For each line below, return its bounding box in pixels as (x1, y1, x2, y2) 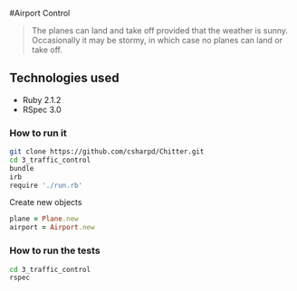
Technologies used (9, 70, 120, 86)
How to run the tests (9, 244, 101, 257)
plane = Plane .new (9, 214, 79, 224)
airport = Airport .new (9, 223, 95, 232)
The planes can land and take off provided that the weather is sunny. (31, 25, 288, 35)
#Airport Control (9, 8, 71, 18)
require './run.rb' (9, 181, 83, 190)
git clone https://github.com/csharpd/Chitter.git (9, 147, 205, 156)
